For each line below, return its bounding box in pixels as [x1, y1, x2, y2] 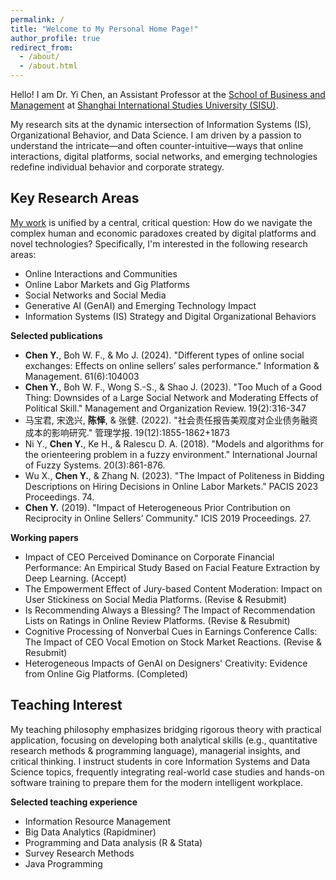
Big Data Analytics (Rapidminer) [24, 826, 157, 838]
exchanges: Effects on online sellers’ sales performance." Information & [24, 359, 320, 371]
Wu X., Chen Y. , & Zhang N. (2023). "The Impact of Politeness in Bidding [24, 469, 325, 481]
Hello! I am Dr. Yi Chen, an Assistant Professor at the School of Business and [10, 89, 326, 100]
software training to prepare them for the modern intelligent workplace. [10, 776, 303, 788]
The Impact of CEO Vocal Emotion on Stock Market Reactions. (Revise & [24, 636, 323, 648]
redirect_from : [10, 42, 74, 53]
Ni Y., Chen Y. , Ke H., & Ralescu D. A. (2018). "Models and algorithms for [24, 437, 324, 450]
